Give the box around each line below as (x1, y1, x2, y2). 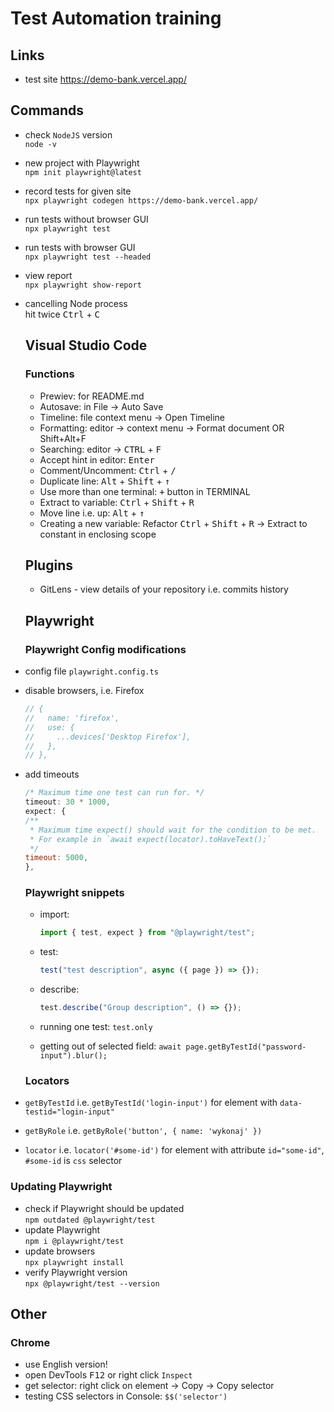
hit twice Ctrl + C (24, 308, 101, 320)
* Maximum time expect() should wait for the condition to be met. (29, 825, 317, 835)
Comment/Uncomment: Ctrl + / (39, 464, 177, 476)
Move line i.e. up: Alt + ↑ (39, 507, 145, 519)
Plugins (24, 557, 73, 574)
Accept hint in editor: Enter (39, 453, 155, 466)
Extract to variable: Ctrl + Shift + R (39, 496, 195, 508)
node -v (24, 139, 57, 149)
